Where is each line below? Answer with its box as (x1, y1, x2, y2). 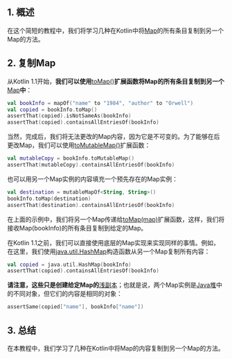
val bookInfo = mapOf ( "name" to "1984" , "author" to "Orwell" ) (7, 99, 194, 106)
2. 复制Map (7, 58, 56, 69)
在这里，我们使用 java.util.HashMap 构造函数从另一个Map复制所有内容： (7, 247, 211, 256)
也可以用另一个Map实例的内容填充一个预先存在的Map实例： (7, 174, 179, 183)
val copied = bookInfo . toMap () (7, 106, 98, 113)
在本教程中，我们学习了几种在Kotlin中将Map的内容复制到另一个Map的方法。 (7, 344, 225, 352)
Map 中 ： (7, 85, 33, 94)
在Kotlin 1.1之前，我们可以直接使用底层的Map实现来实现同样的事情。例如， (7, 238, 220, 247)
